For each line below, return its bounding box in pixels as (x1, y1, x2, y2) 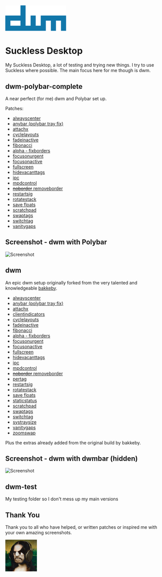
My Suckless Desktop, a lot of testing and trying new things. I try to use (5, 62, 154, 68)
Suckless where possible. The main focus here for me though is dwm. (5, 68, 151, 74)
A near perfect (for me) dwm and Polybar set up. (5, 95, 107, 102)
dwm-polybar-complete (5, 82, 83, 91)
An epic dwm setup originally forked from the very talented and (5, 279, 138, 285)
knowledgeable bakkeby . (5, 285, 57, 291)
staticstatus (12, 397, 37, 403)
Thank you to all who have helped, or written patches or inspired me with (5, 524, 157, 530)
